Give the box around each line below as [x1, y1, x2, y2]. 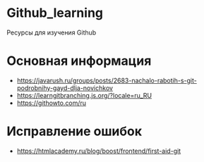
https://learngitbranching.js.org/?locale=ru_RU [16, 91, 152, 99]
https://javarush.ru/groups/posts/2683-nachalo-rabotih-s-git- [16, 76, 197, 85]
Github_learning [6, 5, 104, 21]
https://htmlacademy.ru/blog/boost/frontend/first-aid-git [16, 147, 181, 155]
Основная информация [6, 53, 152, 69]
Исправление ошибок [6, 123, 143, 139]
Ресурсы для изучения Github [6, 28, 97, 37]
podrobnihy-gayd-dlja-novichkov [16, 83, 114, 92]
